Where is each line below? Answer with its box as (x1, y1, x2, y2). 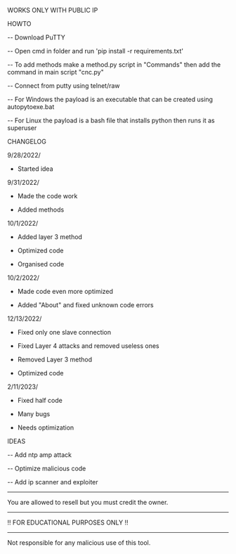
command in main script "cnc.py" (7, 68, 104, 76)
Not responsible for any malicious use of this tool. (7, 539, 151, 547)
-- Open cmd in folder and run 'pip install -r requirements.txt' (7, 47, 184, 55)
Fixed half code (17, 397, 63, 404)
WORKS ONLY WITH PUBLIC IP (7, 6, 98, 14)
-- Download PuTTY (7, 33, 65, 41)
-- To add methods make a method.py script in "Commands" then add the (7, 60, 221, 69)
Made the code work (17, 192, 78, 200)
